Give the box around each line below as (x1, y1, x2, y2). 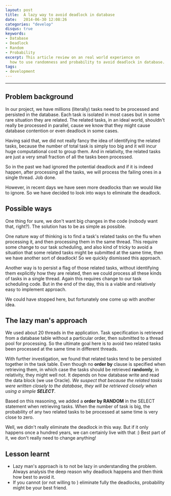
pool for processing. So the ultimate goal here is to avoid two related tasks (5, 340, 161, 346)
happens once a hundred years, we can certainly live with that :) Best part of (5, 429, 166, 435)
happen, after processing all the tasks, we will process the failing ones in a (5, 169, 161, 175)
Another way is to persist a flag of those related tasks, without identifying (5, 265, 159, 271)
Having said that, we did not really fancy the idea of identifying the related (5, 137, 160, 143)
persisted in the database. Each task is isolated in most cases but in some (5, 111, 160, 118)
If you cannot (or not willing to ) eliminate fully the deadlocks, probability (12, 479, 165, 486)
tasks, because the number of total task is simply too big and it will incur (5, 143, 157, 149)
